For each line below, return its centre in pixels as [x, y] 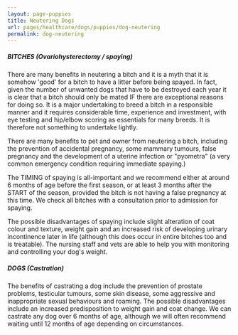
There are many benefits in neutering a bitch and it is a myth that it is [108, 75]
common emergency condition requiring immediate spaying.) [97, 164]
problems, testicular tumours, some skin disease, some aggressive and [111, 294]
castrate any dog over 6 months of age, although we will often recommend [117, 317]
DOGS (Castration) [36, 268]
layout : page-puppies [39, 14]
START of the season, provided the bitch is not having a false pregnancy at [117, 193]
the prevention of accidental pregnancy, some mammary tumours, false [112, 149]
